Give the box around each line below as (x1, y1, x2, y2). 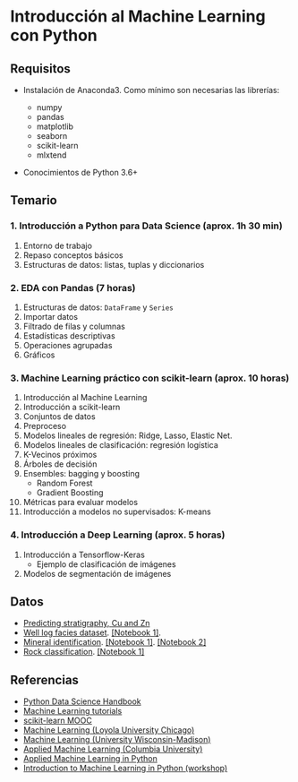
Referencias (10, 672, 80, 687)
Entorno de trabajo (22, 240, 93, 251)
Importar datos (22, 311, 79, 322)
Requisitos (10, 61, 71, 76)
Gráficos (22, 349, 55, 360)
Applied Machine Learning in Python (22, 753, 158, 764)
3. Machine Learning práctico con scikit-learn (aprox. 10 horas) (10, 372, 290, 384)
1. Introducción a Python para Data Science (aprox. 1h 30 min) (10, 219, 283, 232)
